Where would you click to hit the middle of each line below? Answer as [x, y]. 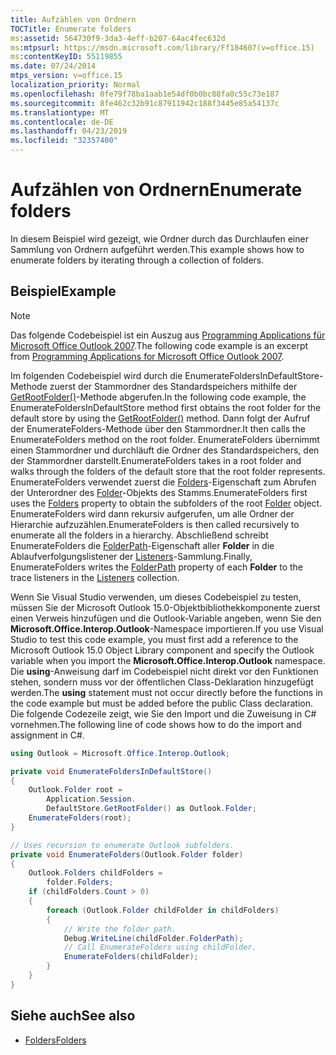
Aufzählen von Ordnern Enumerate [156, 190]
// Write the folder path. [120, 929]
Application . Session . [91, 799]
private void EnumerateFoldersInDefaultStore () [111, 771]
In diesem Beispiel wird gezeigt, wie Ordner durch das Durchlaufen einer [159, 238]
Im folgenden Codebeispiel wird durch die [96, 375]
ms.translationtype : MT [60, 112]
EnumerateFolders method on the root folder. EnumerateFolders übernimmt [165, 439]
